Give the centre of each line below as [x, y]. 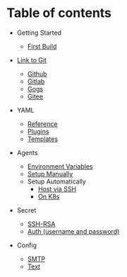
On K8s [49, 196]
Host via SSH [57, 188]
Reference [42, 124]
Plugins [38, 131]
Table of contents [59, 13]
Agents [27, 152]
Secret [26, 210]
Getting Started [39, 33]
